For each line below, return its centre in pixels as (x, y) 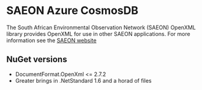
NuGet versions (37, 59)
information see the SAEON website (51, 40)
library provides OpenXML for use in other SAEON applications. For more (99, 33)
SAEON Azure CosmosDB (73, 11)
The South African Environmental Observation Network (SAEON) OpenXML (101, 27)
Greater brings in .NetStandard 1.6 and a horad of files (83, 80)
